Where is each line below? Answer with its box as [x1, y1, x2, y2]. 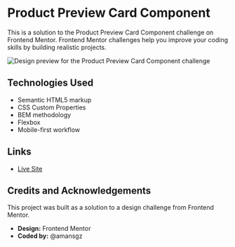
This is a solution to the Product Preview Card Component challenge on [7, 28, 214, 36]
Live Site [17, 164, 43, 173]
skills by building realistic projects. [7, 43, 107, 51]
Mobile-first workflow [17, 125, 81, 134]
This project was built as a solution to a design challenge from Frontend [7, 203, 214, 212]
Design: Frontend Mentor [17, 225, 91, 233]
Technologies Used [7, 77, 93, 89]
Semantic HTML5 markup [17, 95, 92, 104]
